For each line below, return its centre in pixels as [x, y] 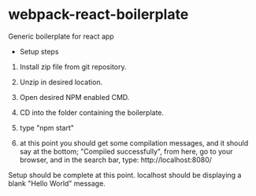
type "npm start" [47, 128]
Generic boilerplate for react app [61, 36]
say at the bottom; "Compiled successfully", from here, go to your [126, 151]
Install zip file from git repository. [73, 67]
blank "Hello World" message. [57, 183]
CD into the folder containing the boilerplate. [91, 113]
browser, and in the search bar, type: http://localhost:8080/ [116, 160]
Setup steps [39, 51]
